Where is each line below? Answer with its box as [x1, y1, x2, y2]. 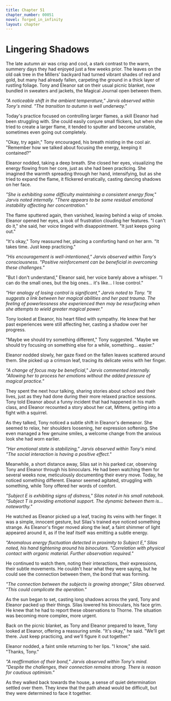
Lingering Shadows [6, 44, 90, 55]
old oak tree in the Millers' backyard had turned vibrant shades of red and [6, 71, 161, 78]
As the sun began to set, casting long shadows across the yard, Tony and [6, 596, 160, 602]
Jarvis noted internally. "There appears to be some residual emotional [6, 197, 153, 203]
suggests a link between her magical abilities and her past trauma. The [6, 295, 156, 301]
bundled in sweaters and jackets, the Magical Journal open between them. [6, 88, 162, 94]
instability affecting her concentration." [6, 202, 88, 208]
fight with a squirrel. [6, 409, 48, 416]
